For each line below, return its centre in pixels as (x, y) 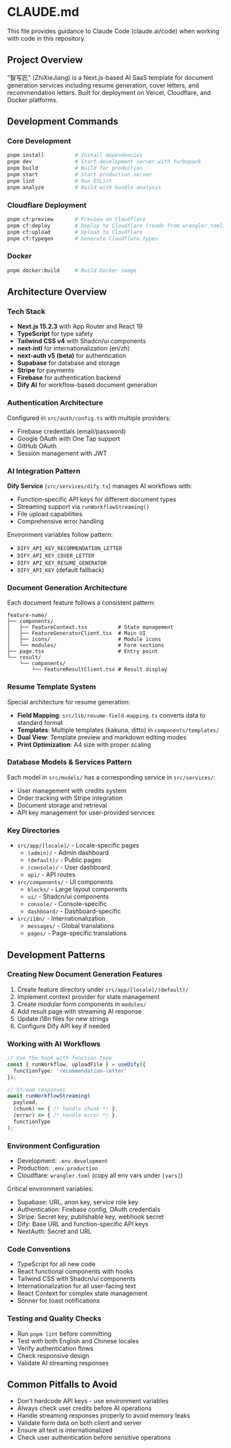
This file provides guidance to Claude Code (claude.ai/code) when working (113, 31)
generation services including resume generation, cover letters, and (103, 85)
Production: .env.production (57, 1168)
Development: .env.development (62, 1161)
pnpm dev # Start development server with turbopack (104, 162)
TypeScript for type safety (55, 334)
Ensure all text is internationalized (65, 1430)
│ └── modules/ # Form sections (86, 646)
